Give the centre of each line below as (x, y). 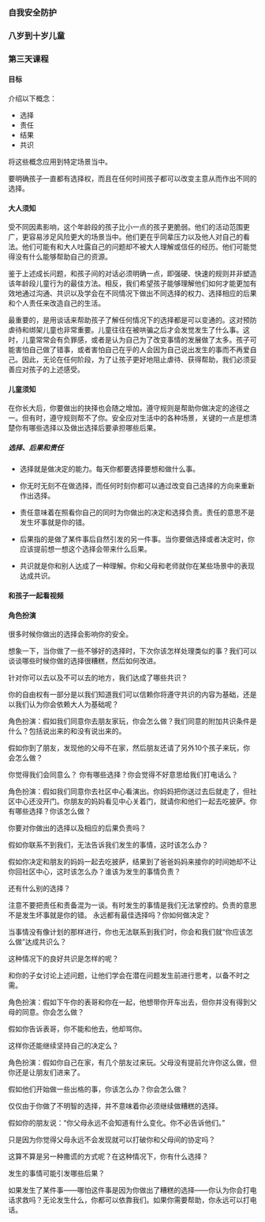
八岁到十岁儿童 (37, 36)
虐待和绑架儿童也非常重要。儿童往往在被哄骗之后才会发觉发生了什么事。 (125, 330)
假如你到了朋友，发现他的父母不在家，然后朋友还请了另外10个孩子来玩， (126, 748)
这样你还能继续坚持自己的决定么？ (63, 1046)
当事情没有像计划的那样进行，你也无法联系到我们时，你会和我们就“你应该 (127, 932)
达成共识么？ (46, 942)
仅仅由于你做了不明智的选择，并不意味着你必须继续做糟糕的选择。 (115, 1106)
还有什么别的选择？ (39, 889)
